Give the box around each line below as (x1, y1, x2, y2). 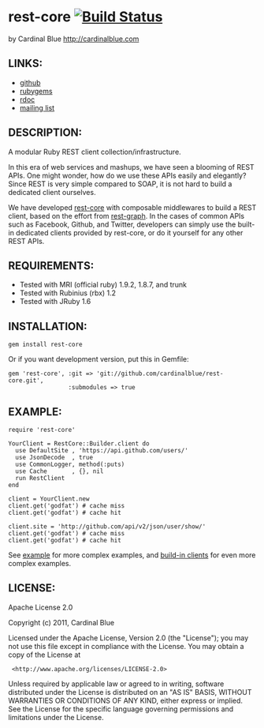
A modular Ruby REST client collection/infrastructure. (8, 147, 181, 156)
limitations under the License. (8, 712, 104, 722)
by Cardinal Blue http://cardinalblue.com (8, 34, 139, 43)
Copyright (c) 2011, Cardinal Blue (8, 617, 115, 627)
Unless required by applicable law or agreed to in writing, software (8, 679, 225, 689)
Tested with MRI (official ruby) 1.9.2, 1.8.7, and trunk (19, 280, 188, 290)
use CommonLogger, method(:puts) (15, 460, 125, 468)
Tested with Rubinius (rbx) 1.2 (19, 288, 117, 298)
